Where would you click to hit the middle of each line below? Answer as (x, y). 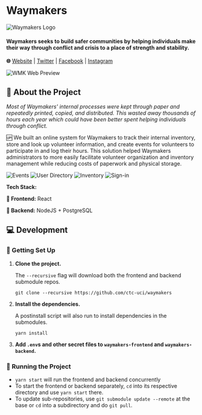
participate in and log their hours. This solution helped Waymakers (89, 150)
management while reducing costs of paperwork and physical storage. (94, 163)
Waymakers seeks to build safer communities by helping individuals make (101, 41)
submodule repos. (37, 281)
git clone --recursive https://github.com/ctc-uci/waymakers (93, 293)
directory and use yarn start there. (59, 392)
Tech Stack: (22, 187)
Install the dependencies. (47, 304)
